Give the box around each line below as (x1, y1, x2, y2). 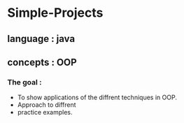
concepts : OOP (7, 56, 77, 68)
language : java (7, 33, 76, 45)
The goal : (7, 77, 42, 87)
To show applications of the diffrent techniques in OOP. (17, 93, 177, 102)
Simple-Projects (7, 5, 104, 21)
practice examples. (17, 108, 73, 117)
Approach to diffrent (17, 101, 76, 109)
